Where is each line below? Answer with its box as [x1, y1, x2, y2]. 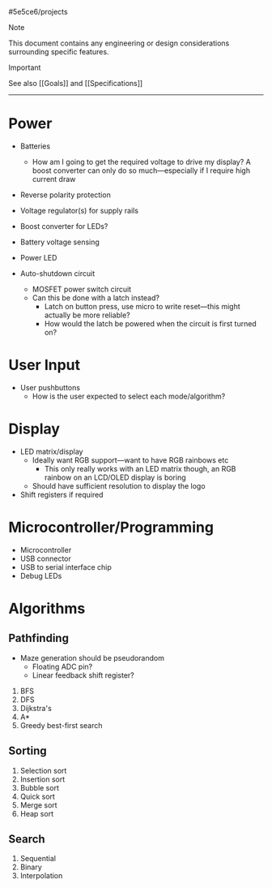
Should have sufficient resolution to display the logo [32, 481, 206, 490]
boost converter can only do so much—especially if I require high [32, 166, 251, 175]
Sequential [19, 854, 57, 864]
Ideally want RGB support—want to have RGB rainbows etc [32, 455, 229, 465]
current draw [32, 174, 76, 183]
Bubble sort [19, 782, 59, 792]
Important [8, 63, 41, 72]
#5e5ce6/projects [8, 7, 68, 16]
